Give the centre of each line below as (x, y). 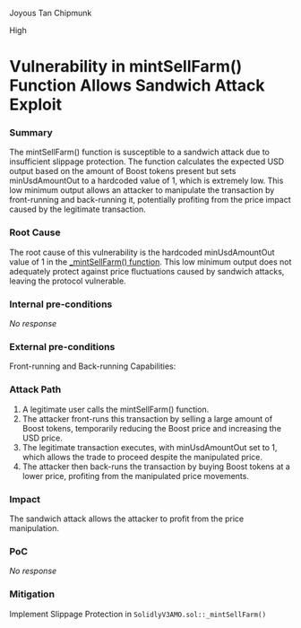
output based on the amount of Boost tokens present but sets (123, 171)
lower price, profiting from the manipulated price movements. (135, 475)
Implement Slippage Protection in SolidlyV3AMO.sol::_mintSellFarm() (138, 614)
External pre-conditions (62, 347)
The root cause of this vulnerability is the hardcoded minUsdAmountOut (142, 252)
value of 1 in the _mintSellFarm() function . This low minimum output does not (150, 262)
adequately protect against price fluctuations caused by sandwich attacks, (147, 271)
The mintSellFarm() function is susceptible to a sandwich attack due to (140, 153)
